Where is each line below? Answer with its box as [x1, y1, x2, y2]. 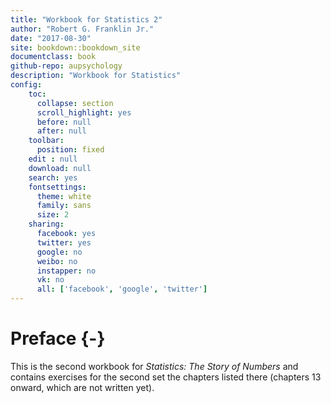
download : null [28, 163, 92, 173]
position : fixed [36, 145, 105, 155]
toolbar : [28, 136, 65, 146]
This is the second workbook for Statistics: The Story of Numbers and [10, 360, 299, 372]
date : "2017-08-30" [10, 33, 92, 43]
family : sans [36, 201, 92, 211]
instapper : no [36, 266, 97, 276]
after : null [36, 126, 87, 136]
